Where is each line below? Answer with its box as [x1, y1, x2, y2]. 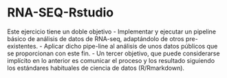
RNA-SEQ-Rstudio [7, 5, 114, 21]
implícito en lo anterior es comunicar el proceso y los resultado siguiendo [7, 56, 215, 64]
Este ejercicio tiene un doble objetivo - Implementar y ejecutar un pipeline [7, 27, 217, 36]
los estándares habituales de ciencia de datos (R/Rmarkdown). [7, 64, 184, 72]
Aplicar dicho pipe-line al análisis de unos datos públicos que [43, 42, 218, 50]
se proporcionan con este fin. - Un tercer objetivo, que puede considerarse [7, 49, 220, 57]
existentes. [7, 42, 39, 50]
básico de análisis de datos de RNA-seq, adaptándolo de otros [7, 34, 184, 42]
